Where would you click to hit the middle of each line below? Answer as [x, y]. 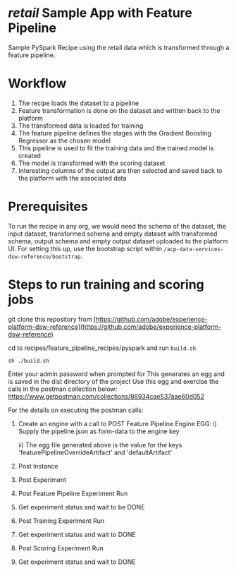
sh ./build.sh [29, 361]
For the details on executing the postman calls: [76, 410]
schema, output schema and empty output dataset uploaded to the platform [118, 241]
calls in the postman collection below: [63, 389]
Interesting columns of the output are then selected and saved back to [120, 170]
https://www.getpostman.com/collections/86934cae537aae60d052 [106, 396]
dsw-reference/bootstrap [44, 257]
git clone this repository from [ [52, 319]
